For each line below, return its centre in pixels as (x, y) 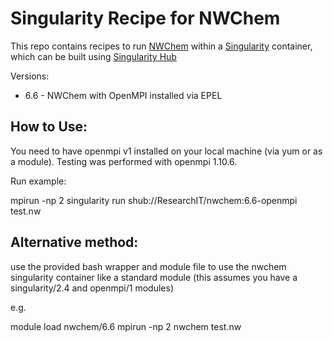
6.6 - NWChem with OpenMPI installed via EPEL (123, 95)
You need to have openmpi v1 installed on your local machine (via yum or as (166, 151)
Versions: (30, 76)
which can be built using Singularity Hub (93, 56)
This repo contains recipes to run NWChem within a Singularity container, (161, 46)
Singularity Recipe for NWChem (145, 18)
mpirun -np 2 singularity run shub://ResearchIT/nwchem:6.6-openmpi (154, 200)
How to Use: (49, 127)
